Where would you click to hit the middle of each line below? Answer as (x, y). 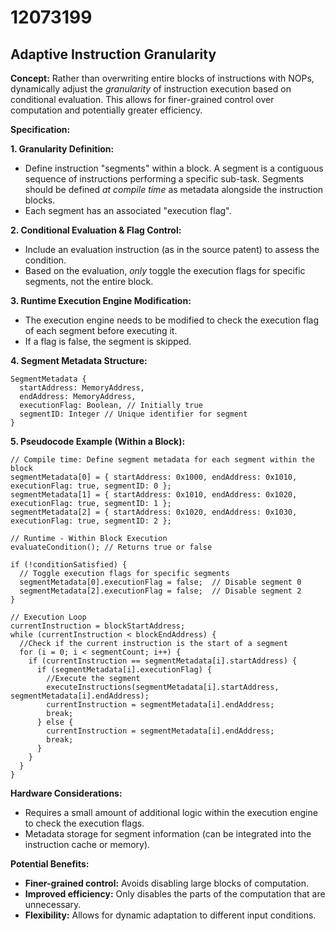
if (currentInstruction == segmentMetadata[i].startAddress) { (163, 661)
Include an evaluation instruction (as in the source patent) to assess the (172, 249)
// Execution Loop (48, 617)
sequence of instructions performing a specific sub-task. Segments (164, 179)
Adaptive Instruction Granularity (113, 54)
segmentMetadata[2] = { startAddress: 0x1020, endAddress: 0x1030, (154, 512)
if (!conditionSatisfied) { (69, 565)
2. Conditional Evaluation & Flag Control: (96, 230)
